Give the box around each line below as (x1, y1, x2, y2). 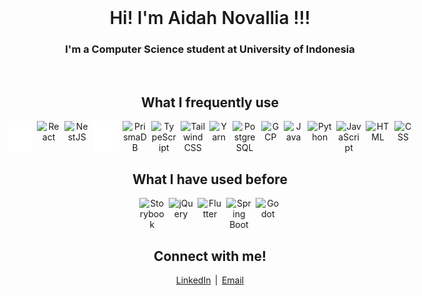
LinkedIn (175, 274, 212, 286)
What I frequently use (141, 94, 279, 111)
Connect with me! (153, 247, 267, 265)
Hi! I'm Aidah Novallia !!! (109, 7, 311, 30)
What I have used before (132, 171, 288, 188)
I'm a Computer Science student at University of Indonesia (65, 42, 355, 56)
